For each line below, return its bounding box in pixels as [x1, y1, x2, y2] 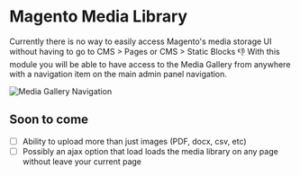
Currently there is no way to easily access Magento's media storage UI [9, 36, 272, 47]
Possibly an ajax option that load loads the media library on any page [22, 145, 279, 156]
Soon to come [9, 112, 88, 128]
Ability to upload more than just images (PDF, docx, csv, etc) [22, 136, 247, 146]
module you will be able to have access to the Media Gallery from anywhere [9, 58, 291, 69]
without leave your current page [22, 155, 142, 167]
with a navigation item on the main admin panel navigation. [9, 68, 228, 79]
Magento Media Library [9, 6, 187, 27]
